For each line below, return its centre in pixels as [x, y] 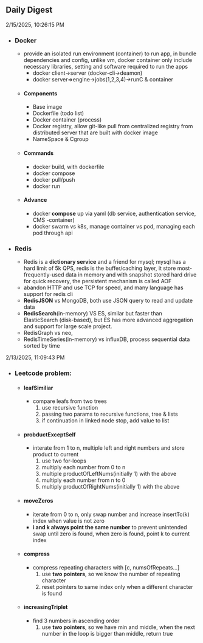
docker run [46, 186]
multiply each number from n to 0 [84, 480]
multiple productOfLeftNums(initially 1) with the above [109, 474]
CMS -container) [53, 220]
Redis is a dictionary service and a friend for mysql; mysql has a [105, 262]
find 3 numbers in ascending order [76, 621]
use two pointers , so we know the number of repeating [111, 574]
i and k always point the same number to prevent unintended [110, 527]
